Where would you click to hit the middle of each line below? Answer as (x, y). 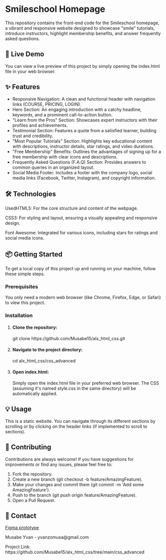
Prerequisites (22, 287)
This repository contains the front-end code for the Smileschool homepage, (82, 23)
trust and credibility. (33, 136)
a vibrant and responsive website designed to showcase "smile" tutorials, (80, 28)
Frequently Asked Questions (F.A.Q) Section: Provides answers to (79, 162)
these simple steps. (25, 274)
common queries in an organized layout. (53, 167)
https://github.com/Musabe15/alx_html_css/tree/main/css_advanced (75, 552)
